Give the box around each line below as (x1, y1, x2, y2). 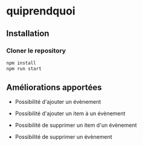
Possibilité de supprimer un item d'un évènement (14, 122, 137, 129)
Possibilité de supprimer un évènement (14, 133, 113, 141)
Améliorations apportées (6, 83, 102, 93)
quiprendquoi (6, 4, 75, 18)
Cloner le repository (6, 46, 66, 55)
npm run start (6, 65, 42, 72)
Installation (6, 28, 49, 39)
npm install (6, 60, 36, 66)
